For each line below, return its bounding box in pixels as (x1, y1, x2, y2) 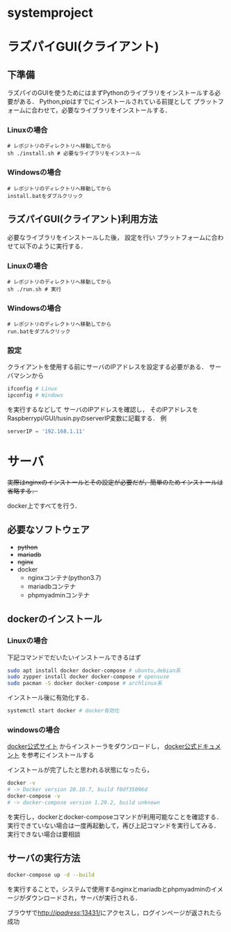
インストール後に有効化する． (7, 694, 93, 702)
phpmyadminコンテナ (27, 590, 90, 599)
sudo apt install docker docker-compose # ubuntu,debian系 (7, 667, 181, 674)
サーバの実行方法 (7, 853, 81, 864)
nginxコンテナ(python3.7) (27, 573, 102, 581)
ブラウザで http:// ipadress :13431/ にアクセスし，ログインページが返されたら (7, 908, 223, 917)
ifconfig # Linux (7, 385, 58, 392)
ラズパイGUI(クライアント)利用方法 (7, 213, 158, 225)
